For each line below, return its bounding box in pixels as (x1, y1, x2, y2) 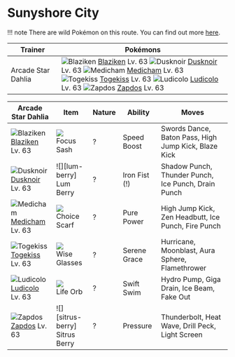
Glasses (55, 257, 83, 267)
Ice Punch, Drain (160, 179, 215, 189)
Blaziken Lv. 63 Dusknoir (97, 56, 218, 66)
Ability (127, 107, 150, 117)
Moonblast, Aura (160, 245, 215, 255)
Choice (55, 211, 80, 221)
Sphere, (160, 254, 187, 264)
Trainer (20, 44, 45, 54)
